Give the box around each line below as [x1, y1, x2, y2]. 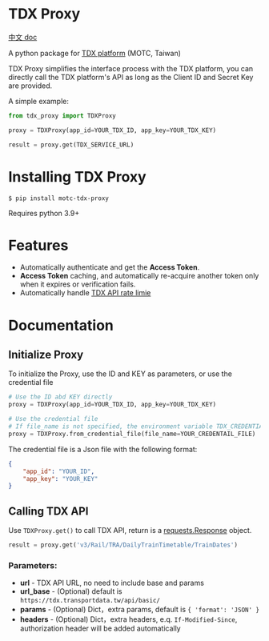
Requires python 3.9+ [8, 208, 80, 218]
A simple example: [8, 96, 70, 106]
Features [8, 236, 69, 254]
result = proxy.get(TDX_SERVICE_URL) [8, 141, 134, 149]
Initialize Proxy [8, 348, 84, 362]
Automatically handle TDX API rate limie [19, 288, 151, 298]
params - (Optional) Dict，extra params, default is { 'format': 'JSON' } [19, 605, 260, 615]
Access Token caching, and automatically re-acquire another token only [19, 271, 259, 281]
